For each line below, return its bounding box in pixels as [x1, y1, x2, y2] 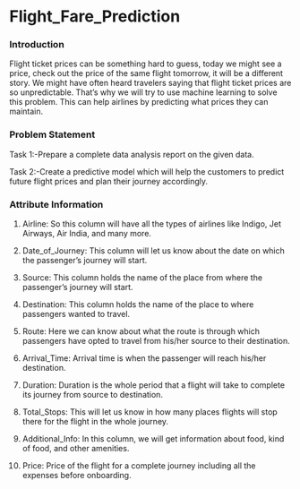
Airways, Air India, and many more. [21, 228, 152, 239]
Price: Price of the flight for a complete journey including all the [21, 460, 257, 471]
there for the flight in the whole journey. [21, 416, 168, 427]
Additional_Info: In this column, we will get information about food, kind [21, 433, 285, 444]
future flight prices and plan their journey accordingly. [9, 176, 209, 186]
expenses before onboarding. [21, 470, 132, 481]
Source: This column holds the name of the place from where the [21, 272, 262, 283]
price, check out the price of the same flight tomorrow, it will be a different [9, 68, 284, 79]
